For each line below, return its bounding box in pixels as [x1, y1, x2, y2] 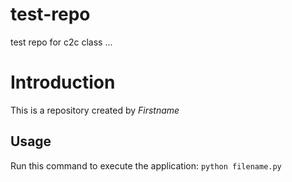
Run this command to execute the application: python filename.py [10, 159, 282, 172]
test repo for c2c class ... [10, 36, 113, 48]
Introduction [10, 71, 116, 94]
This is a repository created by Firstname [10, 104, 180, 116]
